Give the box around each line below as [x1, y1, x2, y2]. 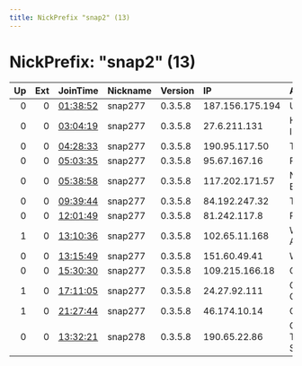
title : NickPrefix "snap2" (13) [9, 13, 130, 22]
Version [160, 84, 195, 97]
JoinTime [58, 84, 99, 97]
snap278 [107, 330, 147, 343]
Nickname [107, 84, 152, 97]
